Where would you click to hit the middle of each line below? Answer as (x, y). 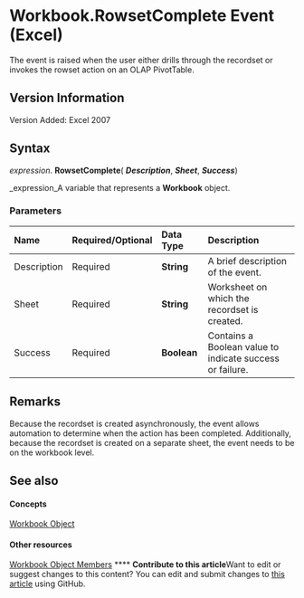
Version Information (67, 98)
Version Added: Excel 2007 (60, 119)
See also (34, 481)
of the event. (234, 272)
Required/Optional (112, 240)
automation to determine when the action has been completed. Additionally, (151, 433)
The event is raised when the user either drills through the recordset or (141, 60)
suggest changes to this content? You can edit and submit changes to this (147, 574)
